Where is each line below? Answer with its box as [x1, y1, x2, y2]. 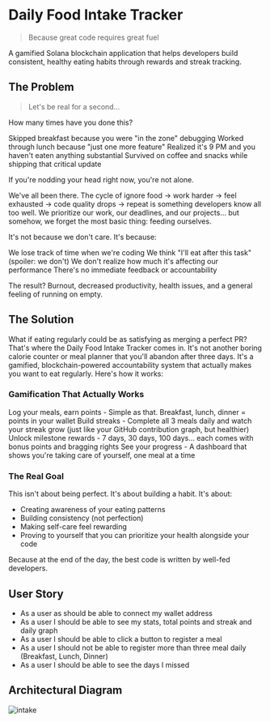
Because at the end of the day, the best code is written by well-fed [8, 555, 230, 565]
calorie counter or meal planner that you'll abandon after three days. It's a [8, 351, 254, 361]
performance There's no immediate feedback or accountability [8, 265, 217, 275]
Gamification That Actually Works [8, 389, 145, 400]
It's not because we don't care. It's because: [8, 232, 157, 241]
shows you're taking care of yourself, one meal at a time [8, 450, 196, 459]
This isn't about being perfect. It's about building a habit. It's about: [8, 489, 233, 499]
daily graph [19, 626, 58, 635]
